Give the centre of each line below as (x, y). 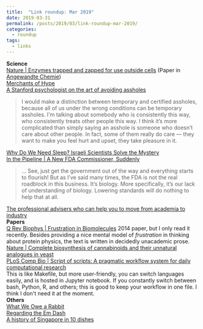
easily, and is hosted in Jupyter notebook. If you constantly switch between (102, 280)
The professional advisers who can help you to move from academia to (96, 208)
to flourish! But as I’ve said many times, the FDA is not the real (99, 177)
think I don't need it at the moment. (50, 293)
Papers (16, 222)
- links (22, 47)
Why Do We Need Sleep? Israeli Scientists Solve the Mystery (83, 152)
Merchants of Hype (31, 83)
